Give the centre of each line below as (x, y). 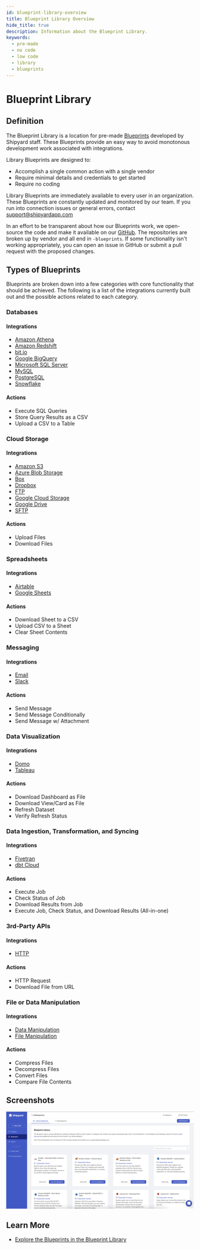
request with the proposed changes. (51, 251)
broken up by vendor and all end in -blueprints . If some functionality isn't (97, 239)
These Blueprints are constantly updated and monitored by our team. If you (98, 202)
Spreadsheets (27, 559)
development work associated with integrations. (65, 148)
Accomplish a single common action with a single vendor (85, 171)
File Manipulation (36, 1036)
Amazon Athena (35, 340)
